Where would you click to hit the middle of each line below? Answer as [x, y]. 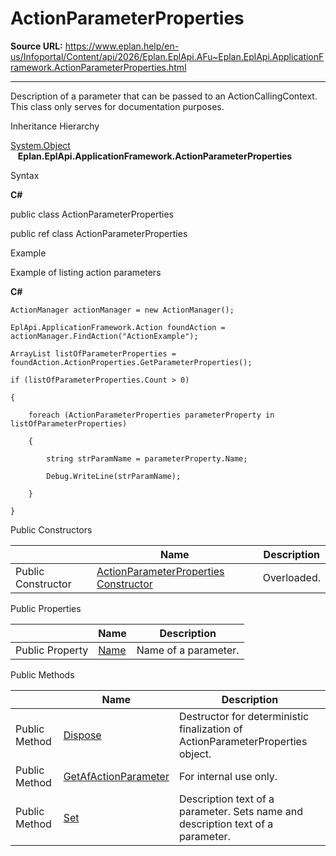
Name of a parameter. [188, 650]
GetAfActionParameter [116, 776]
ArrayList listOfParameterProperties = [93, 353]
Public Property [52, 650]
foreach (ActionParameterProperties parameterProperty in [151, 415]
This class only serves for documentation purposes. [117, 106]
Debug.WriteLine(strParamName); [114, 476]
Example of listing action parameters [86, 272]
